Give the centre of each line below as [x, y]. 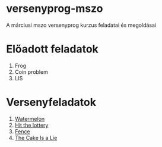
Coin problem [31, 72]
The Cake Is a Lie [36, 137]
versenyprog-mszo [55, 9]
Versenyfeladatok [51, 102]
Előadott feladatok [53, 49]
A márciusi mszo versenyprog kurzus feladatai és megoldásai [81, 25]
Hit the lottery [31, 125]
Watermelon [30, 118]
